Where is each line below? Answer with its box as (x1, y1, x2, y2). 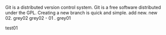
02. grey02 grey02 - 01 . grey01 (5, 15, 71, 21)
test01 (5, 25, 18, 31)
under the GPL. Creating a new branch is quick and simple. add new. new (5, 10, 157, 16)
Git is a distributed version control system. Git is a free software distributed (5, 5, 161, 10)
